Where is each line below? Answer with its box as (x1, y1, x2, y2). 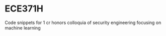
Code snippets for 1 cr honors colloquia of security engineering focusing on (5, 19, 161, 25)
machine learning (5, 24, 41, 30)
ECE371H (5, 3, 44, 14)
